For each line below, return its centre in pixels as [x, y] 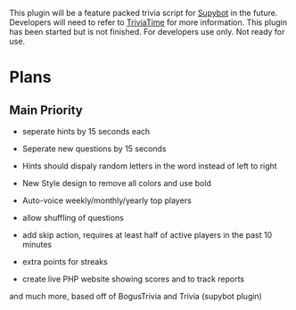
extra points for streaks [65, 261]
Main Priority [46, 110]
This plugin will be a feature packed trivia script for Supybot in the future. [144, 13]
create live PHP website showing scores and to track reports [133, 279]
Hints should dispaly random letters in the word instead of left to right [150, 166]
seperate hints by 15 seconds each [86, 131]
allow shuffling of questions [73, 218]
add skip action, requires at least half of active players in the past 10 [147, 235]
